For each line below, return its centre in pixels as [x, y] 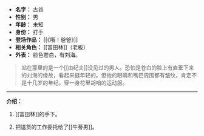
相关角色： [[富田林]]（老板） [52, 47]
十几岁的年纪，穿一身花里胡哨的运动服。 [77, 83]
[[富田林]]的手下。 [38, 114]
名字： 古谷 [29, 9]
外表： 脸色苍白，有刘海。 [48, 55]
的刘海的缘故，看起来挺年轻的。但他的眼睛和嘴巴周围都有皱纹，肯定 [106, 75]
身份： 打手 [29, 32]
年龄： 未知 [29, 24]
